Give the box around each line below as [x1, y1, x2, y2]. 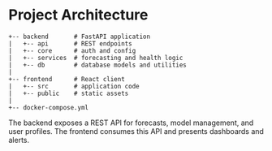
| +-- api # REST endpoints [8, 39, 132, 48]
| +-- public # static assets [8, 89, 129, 97]
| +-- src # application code [8, 82, 140, 90]
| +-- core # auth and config [8, 46, 136, 54]
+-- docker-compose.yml [8, 103, 89, 111]
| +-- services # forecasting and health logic [8, 54, 183, 62]
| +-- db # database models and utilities [8, 61, 187, 69]
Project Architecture [8, 6, 149, 24]
